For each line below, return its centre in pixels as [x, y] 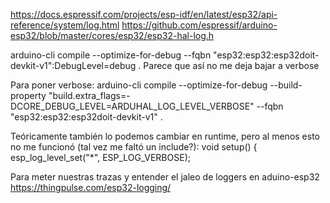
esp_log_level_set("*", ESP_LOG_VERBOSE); [100, 157]
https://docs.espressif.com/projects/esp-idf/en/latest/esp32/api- [144, 14]
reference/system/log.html [65, 25]
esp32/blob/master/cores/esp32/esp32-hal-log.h [112, 35]
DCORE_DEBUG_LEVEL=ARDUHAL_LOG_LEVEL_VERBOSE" [132, 106]
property [28, 95]
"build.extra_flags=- [89, 95]
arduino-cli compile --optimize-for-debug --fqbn [111, 55]
